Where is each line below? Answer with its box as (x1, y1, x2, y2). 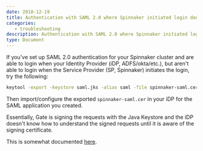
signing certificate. (6, 126, 53, 133)
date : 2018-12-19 (6, 8, 50, 15)
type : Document (6, 37, 45, 43)
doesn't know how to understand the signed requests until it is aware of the (6, 120, 195, 127)
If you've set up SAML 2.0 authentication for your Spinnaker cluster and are (6, 54, 195, 60)
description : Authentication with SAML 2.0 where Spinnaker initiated (6, 31, 188, 37)
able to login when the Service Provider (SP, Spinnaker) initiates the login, (6, 66, 190, 73)
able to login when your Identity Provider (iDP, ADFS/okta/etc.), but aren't (6, 60, 189, 67)
